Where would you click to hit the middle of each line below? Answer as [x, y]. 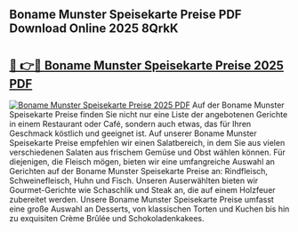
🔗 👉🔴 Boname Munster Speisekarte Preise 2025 [147, 65]
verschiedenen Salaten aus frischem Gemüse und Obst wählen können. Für [148, 152]
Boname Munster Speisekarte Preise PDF [125, 15]
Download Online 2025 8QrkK [94, 29]
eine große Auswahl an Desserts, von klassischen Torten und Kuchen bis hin [149, 209]
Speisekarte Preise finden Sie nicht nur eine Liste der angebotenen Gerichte [149, 114]
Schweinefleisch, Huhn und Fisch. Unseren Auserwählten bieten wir [134, 180]
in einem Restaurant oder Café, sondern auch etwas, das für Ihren [130, 124]
